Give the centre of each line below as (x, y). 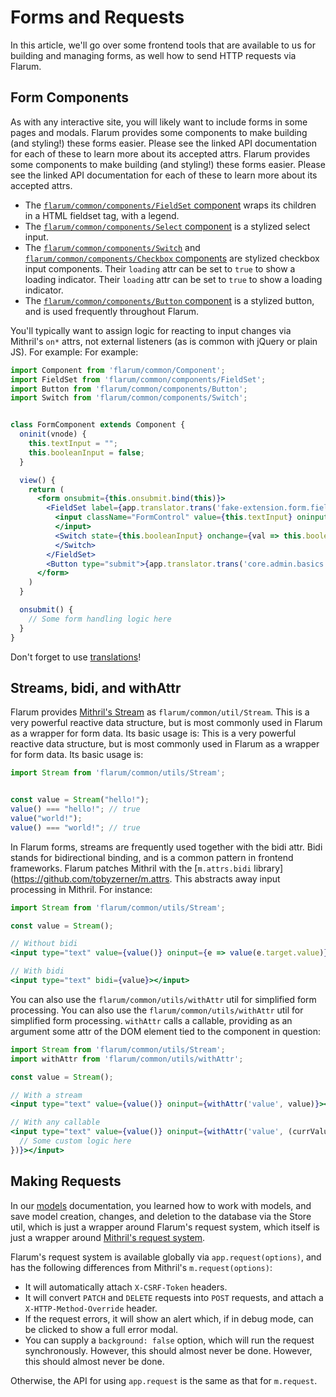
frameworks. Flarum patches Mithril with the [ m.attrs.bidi (131, 868)
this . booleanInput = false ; (86, 452)
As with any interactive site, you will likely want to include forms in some (159, 122)
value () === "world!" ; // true (75, 827)
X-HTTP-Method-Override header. (91, 1308)
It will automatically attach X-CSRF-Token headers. (126, 1287)
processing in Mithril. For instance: (81, 889)
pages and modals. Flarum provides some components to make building (159, 132)
